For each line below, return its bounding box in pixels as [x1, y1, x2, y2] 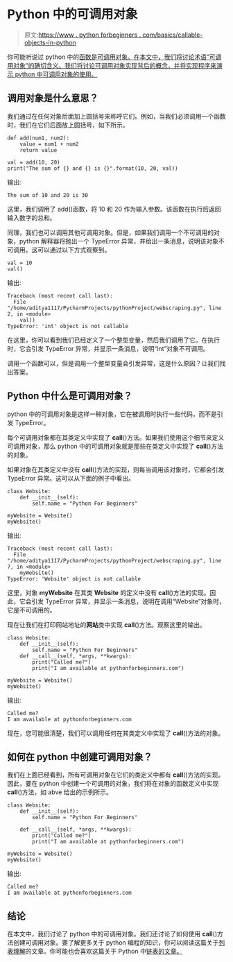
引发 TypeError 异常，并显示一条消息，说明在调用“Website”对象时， [31, 597, 225, 605]
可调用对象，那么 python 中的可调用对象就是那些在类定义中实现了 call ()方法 [7, 442, 224, 450]
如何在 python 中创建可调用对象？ [7, 750, 153, 763]
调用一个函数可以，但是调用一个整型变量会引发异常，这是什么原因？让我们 [7, 359, 220, 368]
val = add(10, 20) [7, 159, 60, 166]
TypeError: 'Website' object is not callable [7, 575, 141, 583]
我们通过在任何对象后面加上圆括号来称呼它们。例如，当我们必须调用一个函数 [7, 112, 226, 120]
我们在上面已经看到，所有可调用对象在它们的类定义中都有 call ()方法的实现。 [7, 771, 225, 779]
